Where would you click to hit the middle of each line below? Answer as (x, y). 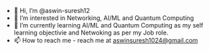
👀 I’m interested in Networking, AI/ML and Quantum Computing (104, 18)
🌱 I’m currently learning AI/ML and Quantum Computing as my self (108, 25)
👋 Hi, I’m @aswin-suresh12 (52, 11)
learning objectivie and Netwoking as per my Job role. (91, 32)
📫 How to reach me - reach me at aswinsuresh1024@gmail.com (106, 40)
